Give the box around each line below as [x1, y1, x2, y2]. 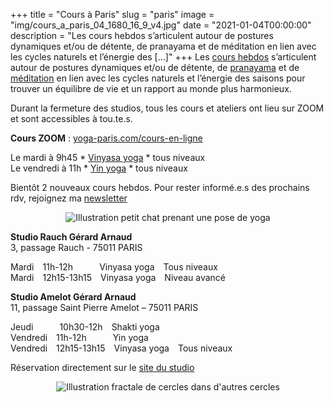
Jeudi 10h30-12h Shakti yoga [10, 321, 160, 333]
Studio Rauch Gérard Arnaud [10, 231, 133, 243]
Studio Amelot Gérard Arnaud [10, 291, 137, 303]
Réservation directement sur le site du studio [10, 362, 195, 373]
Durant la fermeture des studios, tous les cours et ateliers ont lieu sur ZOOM [10, 102, 325, 114]
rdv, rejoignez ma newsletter [10, 192, 128, 204]
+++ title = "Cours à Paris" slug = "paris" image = [10, 9, 215, 20]
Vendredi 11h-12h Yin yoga [10, 332, 149, 343]
